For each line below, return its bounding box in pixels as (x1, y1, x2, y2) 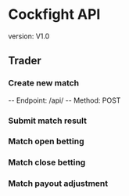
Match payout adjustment (8, 178, 109, 189)
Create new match (8, 78, 80, 89)
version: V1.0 (8, 31, 50, 41)
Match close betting (8, 157, 86, 168)
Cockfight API (8, 5, 101, 24)
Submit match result (8, 115, 88, 126)
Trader (8, 54, 41, 67)
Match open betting (8, 136, 84, 147)
